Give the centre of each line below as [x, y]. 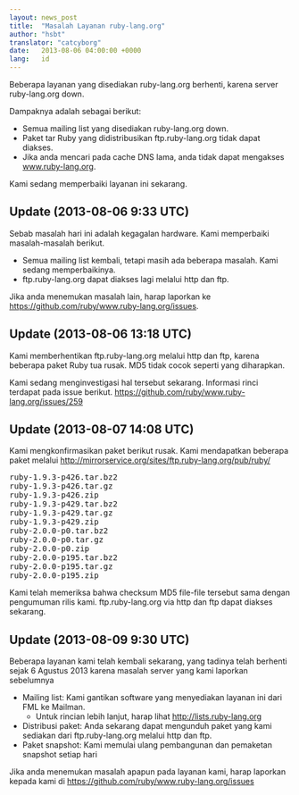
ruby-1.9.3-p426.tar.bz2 [63, 477]
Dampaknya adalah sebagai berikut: [75, 111]
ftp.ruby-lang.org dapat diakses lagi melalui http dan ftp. [125, 279]
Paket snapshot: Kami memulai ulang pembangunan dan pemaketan [147, 745]
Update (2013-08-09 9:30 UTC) [100, 640]
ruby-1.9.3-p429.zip [54, 522]
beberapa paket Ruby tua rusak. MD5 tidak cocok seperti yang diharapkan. [147, 365]
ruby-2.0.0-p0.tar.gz [57, 540]
